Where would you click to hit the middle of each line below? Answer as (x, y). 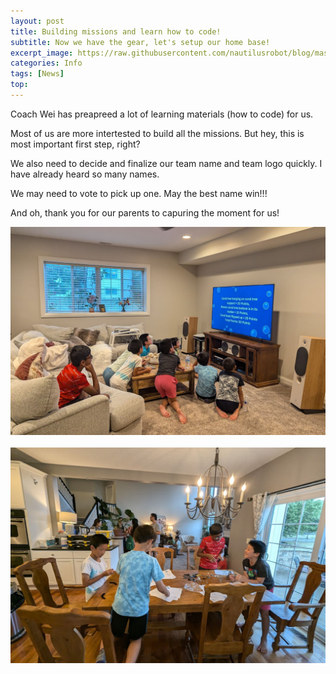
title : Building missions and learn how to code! (116, 31)
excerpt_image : (42, 53)
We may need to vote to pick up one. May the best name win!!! (139, 193)
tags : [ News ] (37, 74)
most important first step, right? (75, 144)
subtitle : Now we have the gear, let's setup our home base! (140, 42)
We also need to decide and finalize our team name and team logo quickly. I (166, 163)
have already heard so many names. (85, 174)
